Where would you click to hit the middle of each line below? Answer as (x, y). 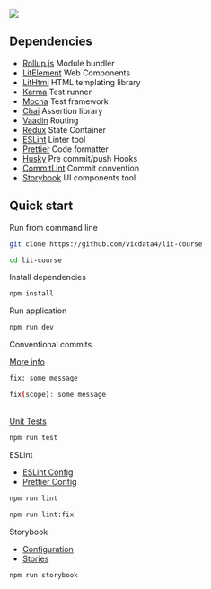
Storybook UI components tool (79, 177)
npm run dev (31, 328)
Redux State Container (64, 129)
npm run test (34, 437)
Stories (35, 558)
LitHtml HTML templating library (81, 82)
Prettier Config (49, 481)
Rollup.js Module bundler (68, 63)
